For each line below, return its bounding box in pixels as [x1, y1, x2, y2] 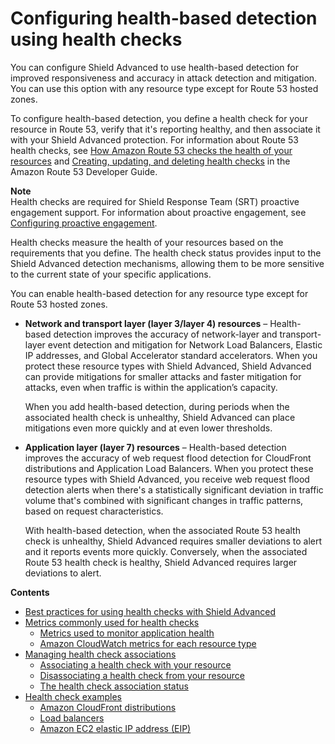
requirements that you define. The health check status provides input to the [10, 247, 322, 259]
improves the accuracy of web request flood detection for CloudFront [24, 452, 312, 464]
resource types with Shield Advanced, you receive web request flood [24, 473, 310, 485]
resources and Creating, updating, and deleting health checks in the [10, 155, 291, 167]
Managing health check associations [24, 648, 177, 660]
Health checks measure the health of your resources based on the [10, 236, 284, 248]
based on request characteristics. [24, 505, 164, 517]
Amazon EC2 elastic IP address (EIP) [39, 722, 192, 734]
